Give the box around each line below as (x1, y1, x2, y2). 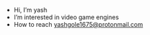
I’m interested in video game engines (13, 13, 120, 21)
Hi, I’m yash (13, 6, 48, 14)
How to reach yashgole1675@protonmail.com (13, 21, 144, 28)
